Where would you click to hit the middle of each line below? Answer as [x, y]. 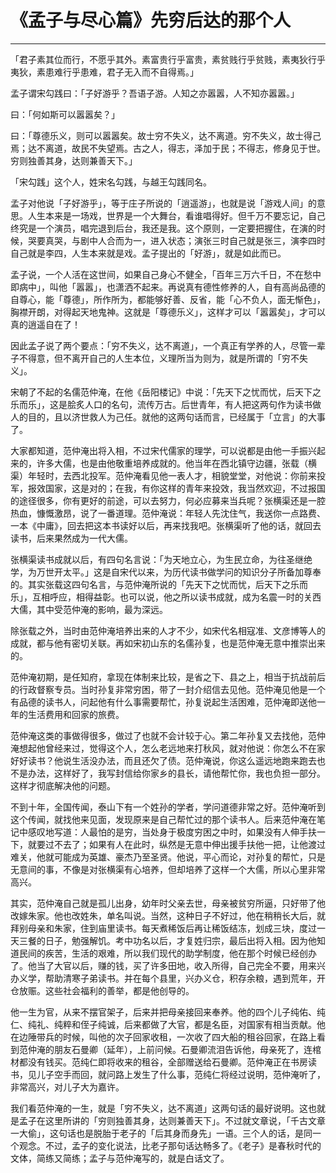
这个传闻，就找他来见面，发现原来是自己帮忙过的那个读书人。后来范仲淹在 [163, 819]
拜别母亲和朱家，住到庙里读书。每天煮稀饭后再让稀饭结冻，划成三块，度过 [163, 928]
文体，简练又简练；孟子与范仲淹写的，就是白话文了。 [120, 1158]
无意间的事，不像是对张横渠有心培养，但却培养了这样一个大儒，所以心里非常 [168, 869]
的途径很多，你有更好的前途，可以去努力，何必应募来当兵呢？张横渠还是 [159, 500]
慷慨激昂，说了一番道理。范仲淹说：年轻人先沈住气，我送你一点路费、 [181, 513]
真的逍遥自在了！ [45, 324]
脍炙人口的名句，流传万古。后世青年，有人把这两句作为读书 [189, 404]
